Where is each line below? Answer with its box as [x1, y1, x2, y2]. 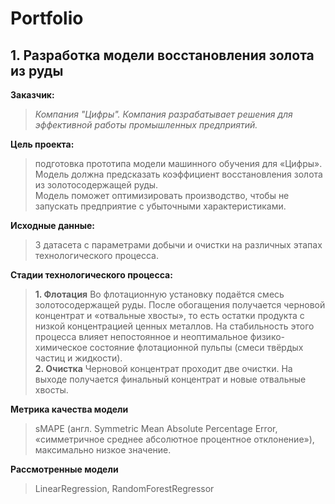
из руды [10, 62, 64, 79]
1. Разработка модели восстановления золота [10, 47, 315, 64]
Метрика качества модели [10, 403, 129, 415]
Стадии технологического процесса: [10, 269, 173, 281]
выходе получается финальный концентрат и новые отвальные [34, 373, 307, 385]
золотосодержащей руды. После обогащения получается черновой [34, 299, 326, 311]
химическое [34, 342, 88, 353]
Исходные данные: [10, 220, 96, 231]
